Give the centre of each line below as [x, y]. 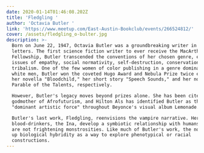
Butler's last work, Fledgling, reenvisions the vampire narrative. [100, 118]
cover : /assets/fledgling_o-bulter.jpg [57, 34]
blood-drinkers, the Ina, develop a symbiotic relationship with [96, 124]
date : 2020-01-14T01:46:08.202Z [47, 12]
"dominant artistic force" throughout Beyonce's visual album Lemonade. [106, 107]
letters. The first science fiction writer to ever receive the [95, 51]
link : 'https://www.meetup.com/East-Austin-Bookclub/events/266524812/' [100, 29]
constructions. [31, 141]
